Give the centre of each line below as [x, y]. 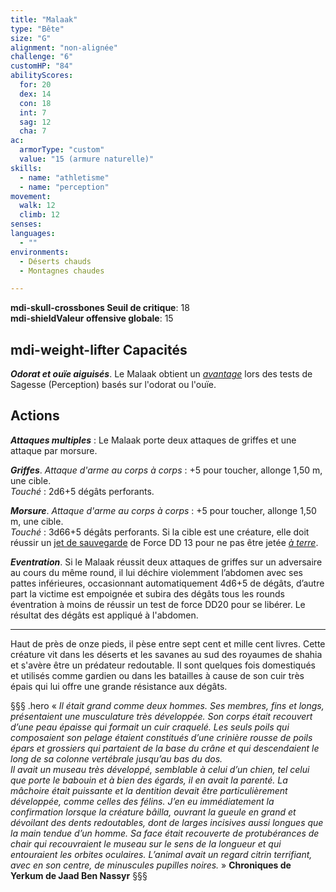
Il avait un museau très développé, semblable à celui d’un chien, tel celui [160, 769]
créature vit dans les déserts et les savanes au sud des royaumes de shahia [166, 654]
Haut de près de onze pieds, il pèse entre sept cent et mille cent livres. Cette [168, 643]
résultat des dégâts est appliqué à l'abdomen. [104, 615]
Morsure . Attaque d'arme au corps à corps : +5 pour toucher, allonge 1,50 [163, 510]
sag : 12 [35, 122]
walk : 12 [37, 206]
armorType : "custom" [62, 150]
